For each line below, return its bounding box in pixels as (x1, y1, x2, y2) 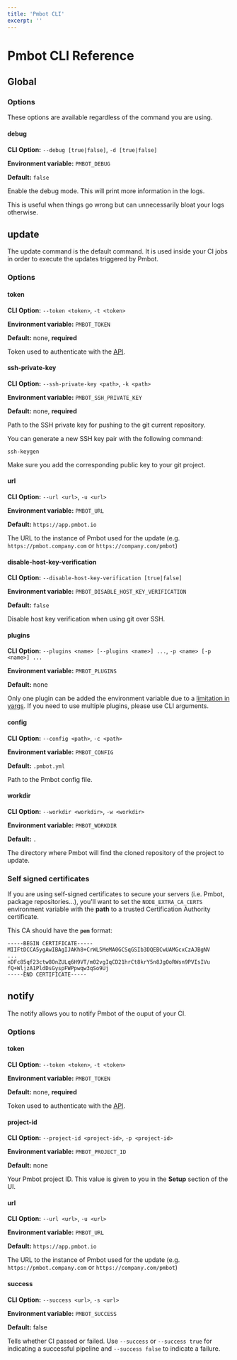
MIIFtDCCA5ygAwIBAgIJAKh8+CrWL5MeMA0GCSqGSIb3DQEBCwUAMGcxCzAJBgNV (7, 946, 211, 954)
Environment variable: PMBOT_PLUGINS (7, 667, 117, 675)
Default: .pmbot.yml (7, 761, 65, 770)
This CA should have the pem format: (7, 926, 113, 935)
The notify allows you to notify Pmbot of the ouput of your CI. (7, 1009, 186, 1018)
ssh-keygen (7, 448, 40, 455)
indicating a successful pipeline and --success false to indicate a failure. (7, 1344, 221, 1353)
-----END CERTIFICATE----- (7, 971, 87, 979)
